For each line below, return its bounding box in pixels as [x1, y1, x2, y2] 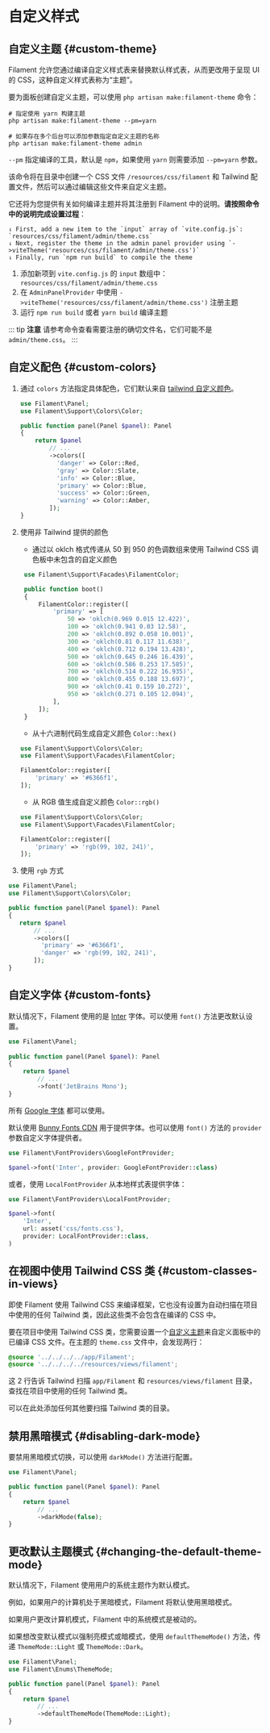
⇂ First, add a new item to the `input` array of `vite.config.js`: [8, 225, 243, 233]
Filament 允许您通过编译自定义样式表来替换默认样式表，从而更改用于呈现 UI [8, 65, 260, 74]
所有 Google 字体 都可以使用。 [8, 1105, 110, 1115]
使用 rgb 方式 [19, 866, 64, 875]
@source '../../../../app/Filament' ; [8, 1353, 135, 1361]
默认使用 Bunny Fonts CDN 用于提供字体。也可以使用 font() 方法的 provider [8, 1122, 262, 1132]
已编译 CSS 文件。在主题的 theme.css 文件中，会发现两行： [8, 1337, 205, 1347]
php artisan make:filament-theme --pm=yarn [8, 117, 157, 125]
